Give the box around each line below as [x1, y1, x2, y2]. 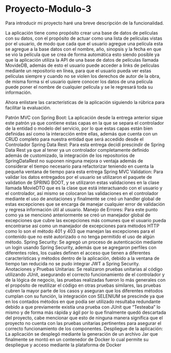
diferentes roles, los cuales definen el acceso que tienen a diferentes [5, 250, 151, 256]
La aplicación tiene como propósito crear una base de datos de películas [5, 30, 158, 36]
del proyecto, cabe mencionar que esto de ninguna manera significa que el [5, 314, 163, 321]
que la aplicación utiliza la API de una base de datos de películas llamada [5, 57, 159, 63]
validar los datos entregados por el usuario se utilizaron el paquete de [5, 174, 152, 180]
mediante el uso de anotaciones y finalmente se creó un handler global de [5, 196, 161, 202]
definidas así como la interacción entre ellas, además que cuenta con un [5, 130, 158, 137]
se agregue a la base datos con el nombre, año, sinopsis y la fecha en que [5, 46, 162, 52]
